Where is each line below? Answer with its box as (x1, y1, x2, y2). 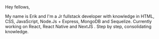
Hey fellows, (5, 4, 30, 10)
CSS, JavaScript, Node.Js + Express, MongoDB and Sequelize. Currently (5, 19, 152, 24)
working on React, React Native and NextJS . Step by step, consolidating (5, 24, 152, 29)
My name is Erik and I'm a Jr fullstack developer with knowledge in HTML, (5, 13, 155, 19)
